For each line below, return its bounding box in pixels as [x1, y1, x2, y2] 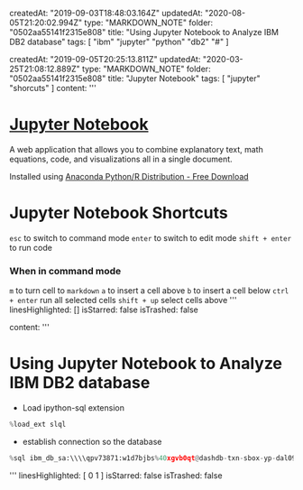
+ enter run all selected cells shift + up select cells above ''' [9, 295, 237, 306]
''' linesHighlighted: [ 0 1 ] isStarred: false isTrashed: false [9, 469, 223, 481]
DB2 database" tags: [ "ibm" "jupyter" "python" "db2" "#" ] [9, 36, 229, 47]
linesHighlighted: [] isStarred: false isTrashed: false [9, 304, 198, 315]
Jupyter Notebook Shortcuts [9, 203, 228, 224]
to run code [9, 242, 52, 253]
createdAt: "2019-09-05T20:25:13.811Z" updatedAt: [9, 54, 201, 64]
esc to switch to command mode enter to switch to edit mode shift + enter [9, 232, 291, 243]
